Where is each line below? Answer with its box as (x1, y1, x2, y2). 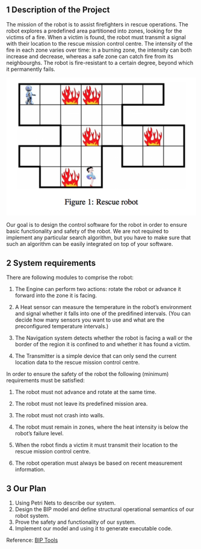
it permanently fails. (6, 66, 55, 73)
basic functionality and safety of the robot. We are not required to (6, 228, 169, 235)
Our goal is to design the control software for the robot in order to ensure (6, 221, 188, 228)
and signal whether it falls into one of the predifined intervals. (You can (14, 310, 191, 317)
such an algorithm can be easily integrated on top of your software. (6, 241, 173, 248)
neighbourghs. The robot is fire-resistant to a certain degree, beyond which (6, 59, 194, 66)
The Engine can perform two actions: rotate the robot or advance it (14, 286, 182, 293)
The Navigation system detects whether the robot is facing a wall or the (14, 334, 193, 342)
